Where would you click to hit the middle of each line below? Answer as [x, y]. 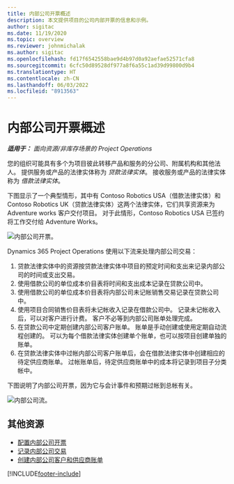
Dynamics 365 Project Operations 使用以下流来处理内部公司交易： [102, 251]
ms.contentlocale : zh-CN [43, 78]
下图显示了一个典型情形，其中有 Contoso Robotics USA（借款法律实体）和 [114, 196]
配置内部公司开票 [42, 442]
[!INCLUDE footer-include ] [44, 474]
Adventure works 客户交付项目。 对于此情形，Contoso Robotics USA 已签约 [116, 213]
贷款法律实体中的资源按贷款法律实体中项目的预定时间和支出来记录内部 [118, 266]
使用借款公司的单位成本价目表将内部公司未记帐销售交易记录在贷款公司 [118, 292]
